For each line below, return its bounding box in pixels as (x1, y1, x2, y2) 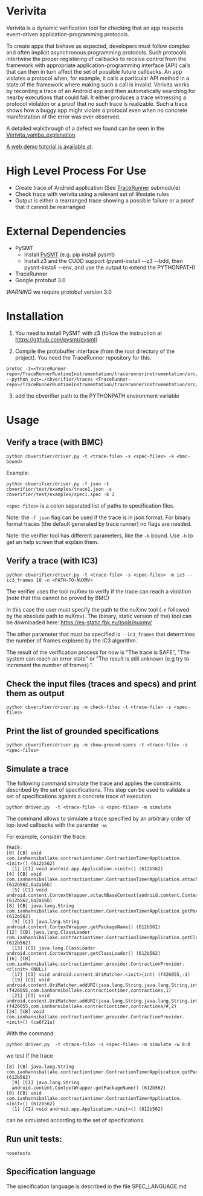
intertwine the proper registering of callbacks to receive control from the (6, 55, 187, 62)
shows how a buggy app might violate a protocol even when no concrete (6, 106, 187, 114)
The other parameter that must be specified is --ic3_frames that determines (6, 630, 195, 638)
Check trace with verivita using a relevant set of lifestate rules (14, 190, 169, 198)
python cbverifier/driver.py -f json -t (6, 480, 110, 487)
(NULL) (30, 966, 47, 972)
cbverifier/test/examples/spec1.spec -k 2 (6, 491, 115, 497)
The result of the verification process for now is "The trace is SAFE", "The (6, 648, 190, 656)
